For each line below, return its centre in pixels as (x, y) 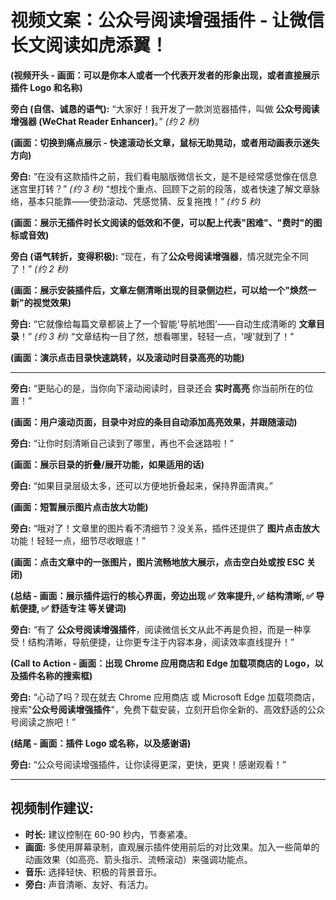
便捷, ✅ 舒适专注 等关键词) (72, 608)
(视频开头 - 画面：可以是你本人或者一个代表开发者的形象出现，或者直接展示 (165, 75)
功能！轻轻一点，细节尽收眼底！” (78, 540)
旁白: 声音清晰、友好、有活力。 (89, 884)
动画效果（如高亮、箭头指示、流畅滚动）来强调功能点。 (138, 859)
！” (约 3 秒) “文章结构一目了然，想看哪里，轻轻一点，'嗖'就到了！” (157, 336)
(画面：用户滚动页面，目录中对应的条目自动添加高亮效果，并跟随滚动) (154, 422)
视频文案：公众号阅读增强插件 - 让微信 (167, 20)
